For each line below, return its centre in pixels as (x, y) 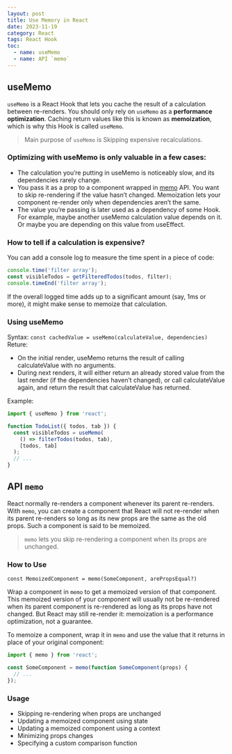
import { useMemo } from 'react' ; (57, 414)
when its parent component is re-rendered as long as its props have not (110, 607)
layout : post (26, 14)
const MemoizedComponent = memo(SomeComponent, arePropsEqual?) (102, 579)
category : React (31, 33)
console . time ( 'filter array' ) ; (52, 271)
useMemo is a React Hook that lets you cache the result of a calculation (107, 104)
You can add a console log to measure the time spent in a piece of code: (111, 257)
